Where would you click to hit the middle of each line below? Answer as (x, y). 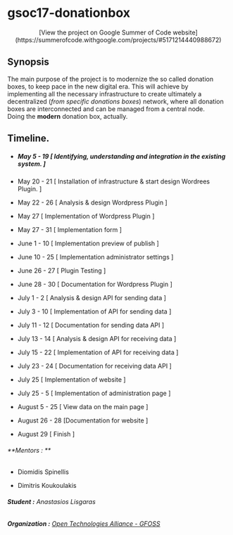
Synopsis (28, 62)
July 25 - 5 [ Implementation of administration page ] (94, 393)
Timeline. (29, 138)
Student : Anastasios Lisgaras (52, 501)
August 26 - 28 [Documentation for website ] (83, 420)
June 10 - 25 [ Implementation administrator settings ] (95, 257)
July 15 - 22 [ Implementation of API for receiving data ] (98, 352)
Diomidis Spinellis (43, 472)
